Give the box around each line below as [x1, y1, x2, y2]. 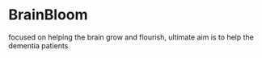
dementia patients [8, 40, 69, 50]
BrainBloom [8, 6, 88, 24]
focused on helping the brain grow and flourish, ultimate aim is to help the [8, 32, 255, 42]
